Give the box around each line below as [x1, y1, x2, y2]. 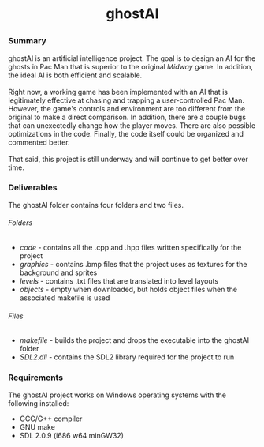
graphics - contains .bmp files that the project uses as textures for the [19, 260, 247, 269]
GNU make [19, 422, 55, 431]
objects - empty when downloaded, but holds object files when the [19, 285, 238, 295]
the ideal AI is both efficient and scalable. [8, 70, 143, 80]
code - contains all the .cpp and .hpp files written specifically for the [19, 242, 242, 253]
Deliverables [8, 182, 58, 193]
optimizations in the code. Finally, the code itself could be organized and [8, 129, 244, 138]
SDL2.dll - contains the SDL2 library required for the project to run [19, 352, 235, 362]
